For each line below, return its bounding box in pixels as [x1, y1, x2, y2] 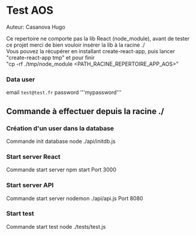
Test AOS [6, 4, 54, 17]
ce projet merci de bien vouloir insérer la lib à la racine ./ [6, 41, 145, 48]
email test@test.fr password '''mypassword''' [6, 89, 122, 96]
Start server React [6, 152, 61, 161]
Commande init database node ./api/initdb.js [6, 137, 116, 145]
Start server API [6, 181, 54, 189]
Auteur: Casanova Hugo [6, 23, 66, 30]
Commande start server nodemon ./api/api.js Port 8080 [6, 195, 143, 202]
